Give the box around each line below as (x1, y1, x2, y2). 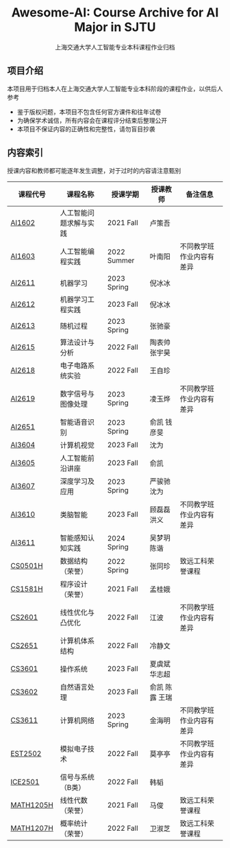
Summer (107, 255, 135, 265)
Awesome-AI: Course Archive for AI (11, 5, 219, 21)
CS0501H (10, 561, 43, 570)
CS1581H (10, 584, 43, 593)
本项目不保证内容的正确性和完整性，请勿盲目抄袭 (16, 125, 155, 133)
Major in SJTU (74, 19, 156, 35)
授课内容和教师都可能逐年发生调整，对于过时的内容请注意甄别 (7, 166, 181, 174)
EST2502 (10, 749, 42, 758)
